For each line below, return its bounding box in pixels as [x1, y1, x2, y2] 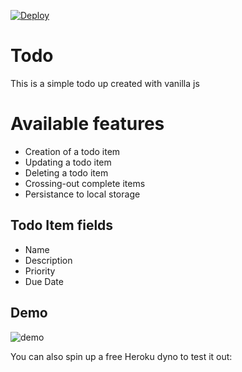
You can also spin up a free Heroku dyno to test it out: [10, 350, 233, 362]
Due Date [24, 275, 64, 287]
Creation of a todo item [24, 145, 121, 157]
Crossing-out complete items [24, 177, 146, 189]
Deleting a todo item [24, 166, 109, 179]
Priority [24, 265, 56, 277]
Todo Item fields [10, 217, 114, 234]
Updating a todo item [24, 156, 112, 168]
